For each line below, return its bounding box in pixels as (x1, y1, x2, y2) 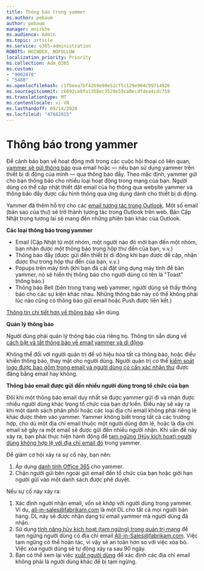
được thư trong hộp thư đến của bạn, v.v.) (15, 258, 120, 266)
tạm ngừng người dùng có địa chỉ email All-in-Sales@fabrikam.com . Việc (15, 532, 198, 539)
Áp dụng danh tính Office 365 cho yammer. (15, 463, 124, 470)
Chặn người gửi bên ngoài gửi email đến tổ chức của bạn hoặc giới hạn (15, 470, 193, 477)
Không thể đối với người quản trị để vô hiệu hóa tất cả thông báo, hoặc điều (6, 351, 196, 358)
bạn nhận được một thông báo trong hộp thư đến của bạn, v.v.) (15, 245, 174, 252)
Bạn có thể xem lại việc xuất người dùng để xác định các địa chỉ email (15, 551, 191, 559)
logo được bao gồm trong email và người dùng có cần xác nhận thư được (6, 364, 189, 371)
